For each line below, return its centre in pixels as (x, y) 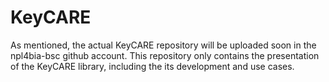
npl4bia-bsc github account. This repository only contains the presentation (165, 55)
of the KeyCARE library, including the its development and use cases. (152, 66)
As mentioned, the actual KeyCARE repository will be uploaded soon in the (163, 45)
